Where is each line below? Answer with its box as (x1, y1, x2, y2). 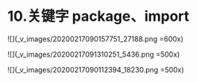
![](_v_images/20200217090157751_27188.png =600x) (7, 33, 184, 44)
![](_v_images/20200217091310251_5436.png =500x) (7, 49, 180, 59)
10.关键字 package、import (7, 7, 190, 25)
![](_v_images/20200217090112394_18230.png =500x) (7, 64, 184, 74)
